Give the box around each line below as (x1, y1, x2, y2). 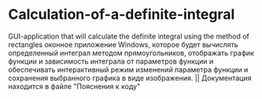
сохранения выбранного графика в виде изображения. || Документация (8, 73, 252, 82)
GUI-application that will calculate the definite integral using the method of (8, 31, 250, 41)
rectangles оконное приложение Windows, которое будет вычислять (8, 39, 238, 49)
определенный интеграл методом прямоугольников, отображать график (8, 48, 254, 57)
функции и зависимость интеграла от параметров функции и (8, 57, 214, 66)
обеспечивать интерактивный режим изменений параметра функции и (8, 64, 249, 74)
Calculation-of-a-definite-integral (8, 5, 235, 24)
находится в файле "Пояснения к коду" (8, 81, 141, 91)
